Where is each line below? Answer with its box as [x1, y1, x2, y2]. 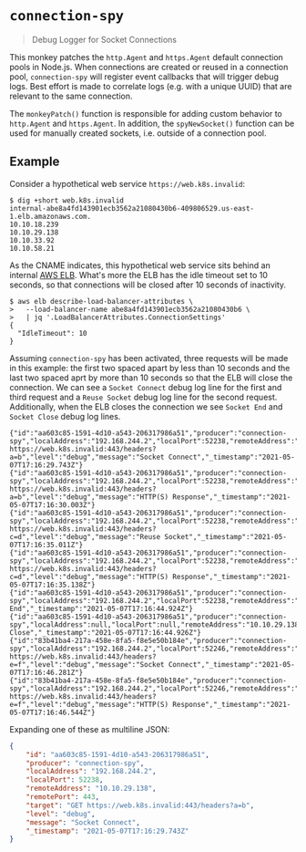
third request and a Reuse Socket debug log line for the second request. [9, 391, 278, 402]
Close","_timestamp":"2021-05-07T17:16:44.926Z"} [9, 628, 202, 637]
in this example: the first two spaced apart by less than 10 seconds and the [9, 362, 291, 373]
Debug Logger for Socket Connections [31, 34, 178, 45]
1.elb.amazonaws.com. [9, 212, 92, 221]
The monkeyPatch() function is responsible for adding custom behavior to [9, 108, 282, 119]
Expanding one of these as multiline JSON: [9, 723, 170, 734]
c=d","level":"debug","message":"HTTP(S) [9, 572, 169, 581]
